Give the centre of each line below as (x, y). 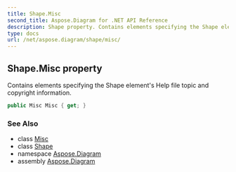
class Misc (33, 139)
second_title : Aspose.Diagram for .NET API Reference (88, 20)
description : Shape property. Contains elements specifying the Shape (113, 27)
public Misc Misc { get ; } (47, 105)
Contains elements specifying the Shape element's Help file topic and (108, 85)
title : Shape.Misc (34, 14)
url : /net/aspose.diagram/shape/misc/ (64, 40)
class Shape (35, 146)
